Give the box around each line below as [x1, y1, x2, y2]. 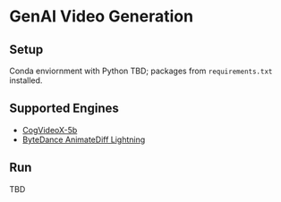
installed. [9, 75, 43, 86]
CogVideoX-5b [21, 124, 78, 135]
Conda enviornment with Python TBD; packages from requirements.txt [9, 65, 273, 76]
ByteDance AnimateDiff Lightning [21, 134, 146, 145]
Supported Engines [9, 101, 119, 116]
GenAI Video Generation [9, 6, 194, 27]
